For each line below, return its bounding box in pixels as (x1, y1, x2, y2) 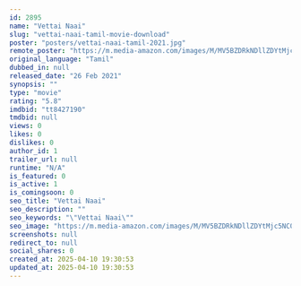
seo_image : (9, 221, 50, 230)
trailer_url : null (9, 154, 78, 164)
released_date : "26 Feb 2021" (9, 72, 123, 81)
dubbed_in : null (9, 64, 70, 73)
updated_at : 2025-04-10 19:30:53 (9, 264, 134, 273)
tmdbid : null (9, 113, 58, 122)
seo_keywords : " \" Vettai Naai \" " (9, 212, 134, 222)
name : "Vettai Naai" (9, 22, 87, 30)
